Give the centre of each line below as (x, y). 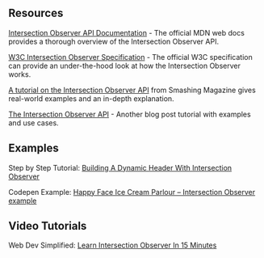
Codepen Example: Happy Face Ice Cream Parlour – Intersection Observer (132, 192)
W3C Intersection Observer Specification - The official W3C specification (130, 57)
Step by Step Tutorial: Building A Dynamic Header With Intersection (120, 167)
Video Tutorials (48, 226)
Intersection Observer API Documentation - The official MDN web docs (126, 32)
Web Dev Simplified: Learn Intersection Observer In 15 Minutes (113, 245)
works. (20, 74)
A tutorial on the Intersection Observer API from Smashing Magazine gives (132, 90)
